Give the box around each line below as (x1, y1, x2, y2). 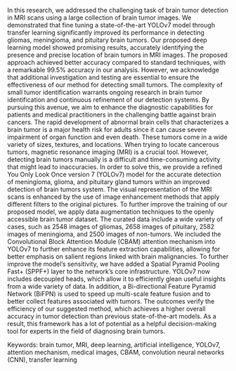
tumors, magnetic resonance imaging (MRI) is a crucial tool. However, (7, 148, 209, 156)
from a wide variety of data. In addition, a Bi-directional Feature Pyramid (7, 282, 216, 290)
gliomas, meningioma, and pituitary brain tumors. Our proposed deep (7, 36, 207, 44)
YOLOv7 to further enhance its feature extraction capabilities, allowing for (7, 245, 221, 253)
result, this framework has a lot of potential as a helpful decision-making (7, 320, 217, 327)
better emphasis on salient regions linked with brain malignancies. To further (7, 252, 229, 261)
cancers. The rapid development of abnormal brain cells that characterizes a (7, 118, 229, 126)
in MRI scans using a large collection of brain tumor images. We (7, 13, 192, 22)
